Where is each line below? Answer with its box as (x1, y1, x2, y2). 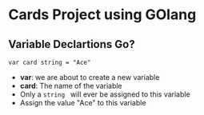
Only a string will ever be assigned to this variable (19, 89, 190, 99)
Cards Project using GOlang (8, 6, 197, 24)
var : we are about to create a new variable (19, 73, 160, 81)
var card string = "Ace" (8, 58, 91, 66)
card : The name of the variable (19, 81, 122, 90)
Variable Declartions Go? (8, 38, 135, 51)
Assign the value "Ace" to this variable (19, 98, 146, 107)
